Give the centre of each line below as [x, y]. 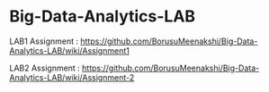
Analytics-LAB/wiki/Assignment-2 [72, 77]
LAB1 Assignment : [44, 41]
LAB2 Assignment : [45, 68]
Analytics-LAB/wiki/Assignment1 [70, 50]
